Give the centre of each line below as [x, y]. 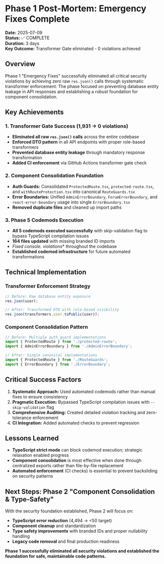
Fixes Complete [37, 19]
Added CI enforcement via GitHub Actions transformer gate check [79, 163]
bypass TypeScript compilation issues [50, 236]
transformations [28, 257]
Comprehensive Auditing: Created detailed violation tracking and [79, 412]
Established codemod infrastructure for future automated [71, 252]
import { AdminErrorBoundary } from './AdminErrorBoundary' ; [69, 346]
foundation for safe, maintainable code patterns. [56, 556]
